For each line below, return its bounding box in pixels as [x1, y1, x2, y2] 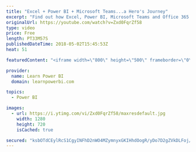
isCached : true [16, 127, 54, 133]
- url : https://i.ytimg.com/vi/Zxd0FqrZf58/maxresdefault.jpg [11, 110, 166, 116]
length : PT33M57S [6, 36, 48, 42]
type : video [6, 25, 35, 31]
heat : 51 [6, 47, 27, 53]
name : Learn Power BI [11, 73, 64, 79]
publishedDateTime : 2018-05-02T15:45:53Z [6, 42, 108, 47]
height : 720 [16, 121, 45, 127]
